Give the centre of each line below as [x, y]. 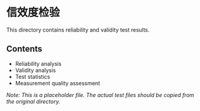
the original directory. [33, 101]
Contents [24, 49]
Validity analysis [35, 70]
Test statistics [33, 76]
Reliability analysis [38, 63]
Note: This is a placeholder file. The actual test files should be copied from [100, 95]
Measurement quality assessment [58, 83]
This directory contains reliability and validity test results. [78, 30]
